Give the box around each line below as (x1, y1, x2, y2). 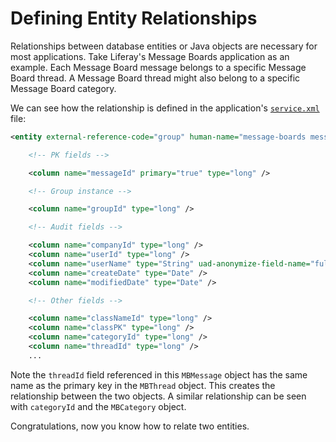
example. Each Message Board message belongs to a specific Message (10, 61, 307, 73)
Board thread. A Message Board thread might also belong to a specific (10, 72, 301, 84)
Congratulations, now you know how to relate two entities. (10, 420, 250, 432)
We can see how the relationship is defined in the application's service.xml (10, 102, 320, 114)
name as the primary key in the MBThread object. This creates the (10, 379, 276, 391)
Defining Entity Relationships (10, 7, 258, 30)
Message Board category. (10, 82, 117, 94)
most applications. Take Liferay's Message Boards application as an (10, 50, 290, 62)
